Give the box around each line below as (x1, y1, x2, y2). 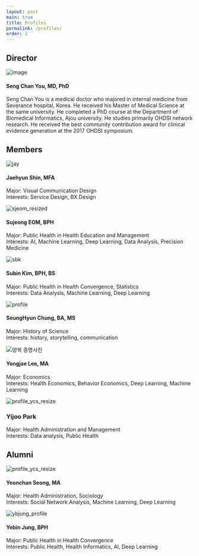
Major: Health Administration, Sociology (6, 492, 104, 499)
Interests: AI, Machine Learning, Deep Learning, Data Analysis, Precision (6, 238, 184, 245)
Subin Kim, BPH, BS (6, 269, 55, 277)
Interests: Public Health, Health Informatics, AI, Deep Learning (6, 543, 159, 551)
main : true (6, 14, 33, 20)
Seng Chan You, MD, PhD (6, 82, 70, 89)
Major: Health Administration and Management (6, 426, 121, 433)
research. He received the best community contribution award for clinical (6, 121, 185, 128)
